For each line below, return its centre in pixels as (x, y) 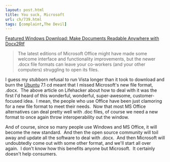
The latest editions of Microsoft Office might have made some (82, 54)
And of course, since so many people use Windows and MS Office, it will (81, 127)
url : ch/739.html (24, 19)
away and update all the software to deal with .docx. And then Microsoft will (85, 138)
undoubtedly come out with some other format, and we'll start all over (78, 143)
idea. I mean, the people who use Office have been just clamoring (93, 101)
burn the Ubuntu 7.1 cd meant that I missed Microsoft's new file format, (79, 85)
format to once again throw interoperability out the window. (67, 117)
